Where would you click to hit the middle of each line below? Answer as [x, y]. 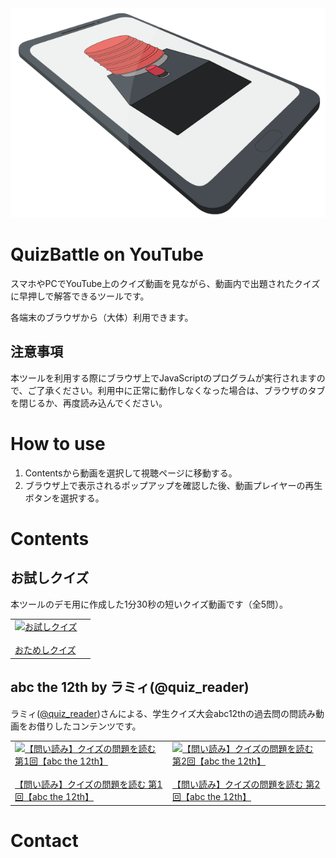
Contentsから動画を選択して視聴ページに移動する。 [131, 473]
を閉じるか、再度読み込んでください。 [89, 403]
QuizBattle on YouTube [107, 254]
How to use [58, 443]
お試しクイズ [50, 578]
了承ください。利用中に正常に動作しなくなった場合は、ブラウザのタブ [181, 390]
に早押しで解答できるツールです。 [80, 296]
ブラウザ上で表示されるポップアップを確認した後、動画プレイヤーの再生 [173, 485]
